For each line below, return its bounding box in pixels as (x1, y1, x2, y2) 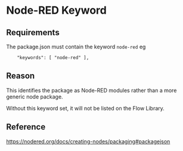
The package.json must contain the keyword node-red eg (6, 43, 146, 50)
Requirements (6, 27, 60, 38)
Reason (6, 71, 35, 81)
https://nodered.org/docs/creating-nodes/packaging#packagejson (6, 138, 170, 145)
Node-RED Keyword (6, 4, 107, 17)
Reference (6, 122, 46, 132)
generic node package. (6, 93, 64, 100)
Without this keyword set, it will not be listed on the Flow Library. (6, 104, 165, 112)
